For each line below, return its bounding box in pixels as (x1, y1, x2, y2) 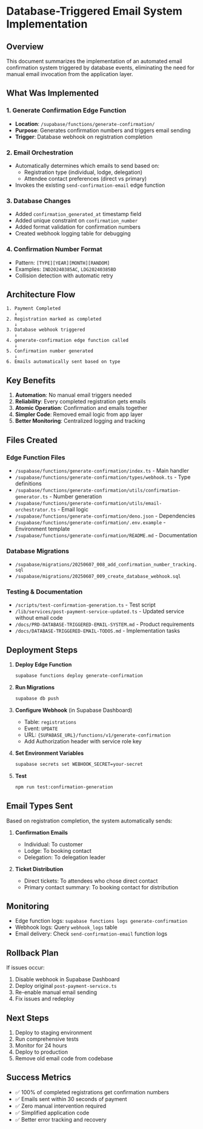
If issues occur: (6, 964, 45, 971)
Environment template (15, 525, 70, 532)
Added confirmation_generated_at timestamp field (15, 210, 141, 218)
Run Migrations (15, 684, 55, 691)
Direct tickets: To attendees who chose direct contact (24, 877, 158, 884)
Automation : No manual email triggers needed (15, 391, 132, 399)
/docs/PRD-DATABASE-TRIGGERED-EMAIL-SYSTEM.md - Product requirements (15, 620, 195, 628)
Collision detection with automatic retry (15, 272, 113, 279)
